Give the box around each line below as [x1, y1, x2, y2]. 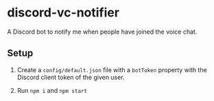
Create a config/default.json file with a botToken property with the [16, 65, 207, 74]
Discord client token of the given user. [16, 73, 125, 81]
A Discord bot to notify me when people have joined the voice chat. [7, 27, 198, 36]
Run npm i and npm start [16, 86, 88, 94]
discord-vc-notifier [7, 5, 120, 21]
